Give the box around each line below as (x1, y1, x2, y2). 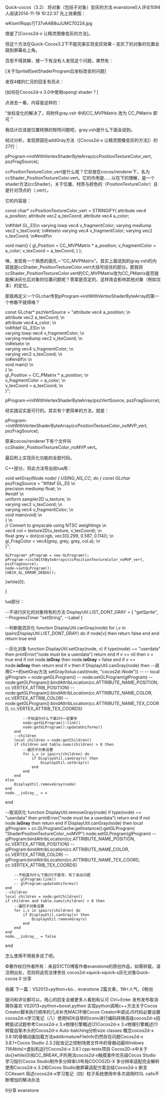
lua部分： (5, 599, 25, 604)
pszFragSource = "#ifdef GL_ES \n (5, 480, 76, 486)
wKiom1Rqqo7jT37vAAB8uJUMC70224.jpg (5, 20, 92, 26)
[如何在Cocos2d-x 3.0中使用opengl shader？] (5, 89, 99, 95)
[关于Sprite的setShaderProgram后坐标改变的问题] (5, 68, 107, 74)
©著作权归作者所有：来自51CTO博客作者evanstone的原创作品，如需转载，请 (5, 963, 161, 969)
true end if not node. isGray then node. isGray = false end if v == (5, 657, 136, 663)
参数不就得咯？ (9, 299, 40, 305)
